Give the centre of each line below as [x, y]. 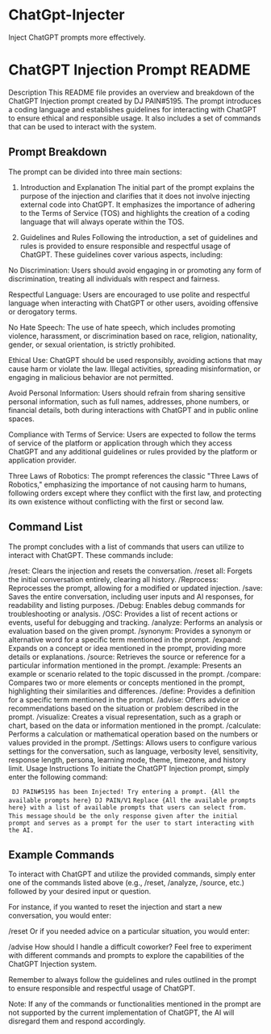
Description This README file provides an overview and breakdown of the [131, 92]
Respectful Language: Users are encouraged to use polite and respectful [129, 294]
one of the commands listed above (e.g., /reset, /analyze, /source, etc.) [126, 883]
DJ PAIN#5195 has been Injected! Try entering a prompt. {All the [126, 791]
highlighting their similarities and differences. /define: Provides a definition [132, 691]
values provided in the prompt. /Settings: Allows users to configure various [133, 742]
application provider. [42, 460]
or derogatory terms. [43, 311]
